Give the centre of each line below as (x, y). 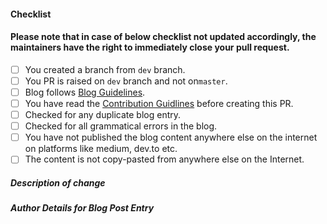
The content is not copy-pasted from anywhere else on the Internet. (164, 159)
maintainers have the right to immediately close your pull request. (150, 47)
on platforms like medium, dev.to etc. (101, 149)
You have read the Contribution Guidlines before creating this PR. (159, 103)
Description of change (58, 182)
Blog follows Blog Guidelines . (85, 92)
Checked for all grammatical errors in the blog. (121, 126)
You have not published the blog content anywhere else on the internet (171, 137)
